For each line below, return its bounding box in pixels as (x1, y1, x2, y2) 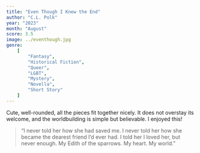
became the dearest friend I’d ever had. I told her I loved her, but (20, 133, 180, 140)
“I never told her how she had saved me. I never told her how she (20, 127, 182, 134)
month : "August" (6, 25, 47, 32)
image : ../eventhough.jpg (6, 37, 71, 43)
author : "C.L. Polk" (6, 14, 58, 20)
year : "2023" (6, 20, 39, 26)
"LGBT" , (28, 70, 47, 76)
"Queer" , (28, 64, 50, 71)
